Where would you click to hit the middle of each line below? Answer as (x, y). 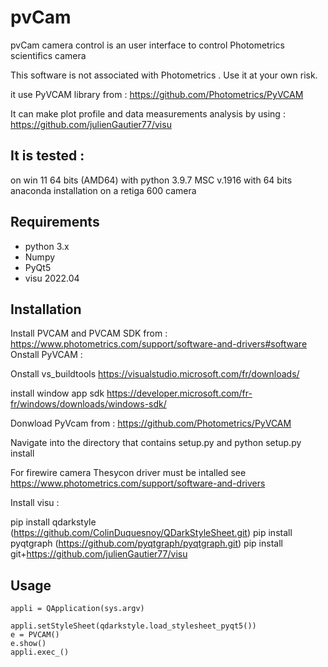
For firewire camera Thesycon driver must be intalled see (128, 473)
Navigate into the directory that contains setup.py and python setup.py (156, 443)
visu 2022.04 (52, 278)
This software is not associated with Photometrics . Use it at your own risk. (164, 75)
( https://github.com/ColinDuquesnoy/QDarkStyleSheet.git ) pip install (151, 533)
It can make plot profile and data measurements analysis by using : (148, 113)
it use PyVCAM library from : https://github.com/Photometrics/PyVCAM (157, 94)
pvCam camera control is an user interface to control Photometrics (147, 45)
